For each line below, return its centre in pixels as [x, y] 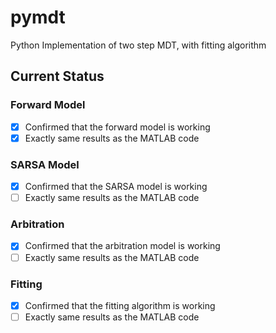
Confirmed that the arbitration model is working [122, 246]
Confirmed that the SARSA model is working [116, 187]
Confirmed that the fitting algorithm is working [120, 305]
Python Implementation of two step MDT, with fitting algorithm [138, 45]
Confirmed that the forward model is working [117, 127]
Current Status [57, 76]
